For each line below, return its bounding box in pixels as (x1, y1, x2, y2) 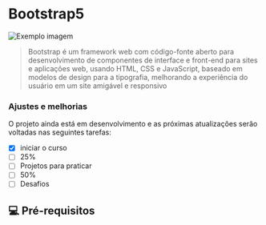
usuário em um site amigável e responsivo (27, 81, 167, 90)
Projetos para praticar (19, 161, 92, 171)
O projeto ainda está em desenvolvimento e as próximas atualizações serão (8, 119, 258, 129)
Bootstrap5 (8, 5, 85, 23)
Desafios (19, 179, 50, 189)
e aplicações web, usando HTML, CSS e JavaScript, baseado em (27, 63, 243, 73)
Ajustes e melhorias (8, 101, 88, 112)
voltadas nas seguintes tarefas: (8, 127, 112, 137)
